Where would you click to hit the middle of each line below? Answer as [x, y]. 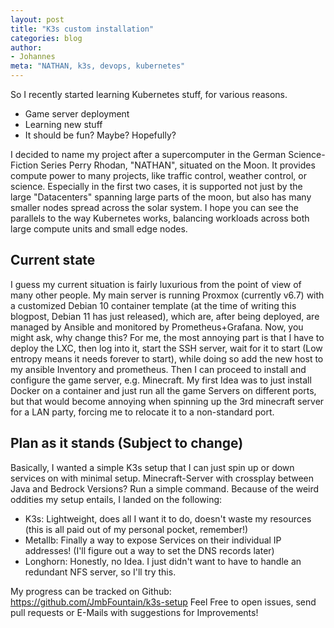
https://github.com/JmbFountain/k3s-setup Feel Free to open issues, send [163, 602]
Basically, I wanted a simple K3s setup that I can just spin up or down [152, 467]
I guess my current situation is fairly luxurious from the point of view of [156, 284]
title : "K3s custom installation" [82, 29]
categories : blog [46, 38]
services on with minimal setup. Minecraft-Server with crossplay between [162, 478]
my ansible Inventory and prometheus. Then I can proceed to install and [158, 369]
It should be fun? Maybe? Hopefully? [100, 135]
